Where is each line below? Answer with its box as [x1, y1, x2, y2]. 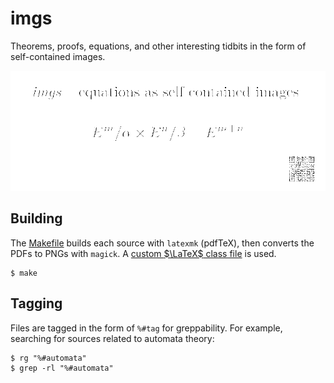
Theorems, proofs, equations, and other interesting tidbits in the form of [10, 40, 307, 52]
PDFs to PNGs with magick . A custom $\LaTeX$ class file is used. [10, 247, 277, 259]
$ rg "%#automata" [10, 353, 87, 363]
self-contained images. [10, 50, 106, 62]
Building [10, 210, 63, 227]
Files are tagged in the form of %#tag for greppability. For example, [10, 322, 283, 334]
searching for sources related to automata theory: [10, 332, 215, 344]
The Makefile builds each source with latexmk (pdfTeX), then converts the [10, 237, 315, 249]
